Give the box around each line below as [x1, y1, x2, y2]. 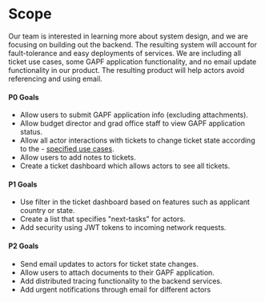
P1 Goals [8, 179, 38, 189]
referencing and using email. [8, 74, 102, 83]
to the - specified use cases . [19, 144, 114, 154]
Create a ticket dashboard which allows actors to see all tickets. [19, 161, 231, 171]
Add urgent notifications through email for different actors [19, 284, 211, 294]
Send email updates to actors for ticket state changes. [19, 259, 199, 268]
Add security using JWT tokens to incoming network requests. [19, 223, 227, 232]
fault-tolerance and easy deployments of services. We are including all [8, 48, 242, 58]
